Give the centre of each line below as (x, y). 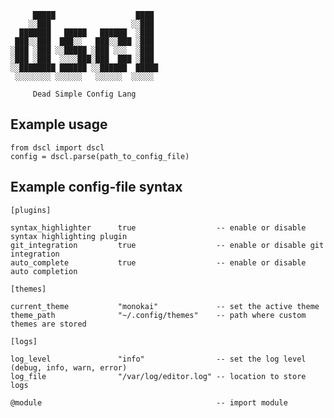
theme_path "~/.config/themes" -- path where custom (158, 315)
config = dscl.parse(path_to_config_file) (100, 156)
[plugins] (31, 210)
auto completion (44, 271)
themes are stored (48, 324)
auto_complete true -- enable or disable (158, 262)
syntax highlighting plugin (69, 236)
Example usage (59, 124)
